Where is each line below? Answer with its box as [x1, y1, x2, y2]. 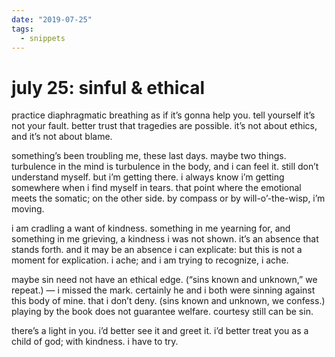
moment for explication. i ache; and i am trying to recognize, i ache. [11, 254, 289, 266]
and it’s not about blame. [11, 131, 113, 143]
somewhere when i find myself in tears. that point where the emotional [11, 182, 302, 194]
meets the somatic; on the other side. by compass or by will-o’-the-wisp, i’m [11, 192, 326, 205]
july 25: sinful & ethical [11, 76, 205, 99]
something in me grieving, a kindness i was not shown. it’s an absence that [11, 233, 319, 245]
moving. [11, 203, 45, 215]
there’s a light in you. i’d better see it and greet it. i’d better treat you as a [11, 325, 309, 337]
